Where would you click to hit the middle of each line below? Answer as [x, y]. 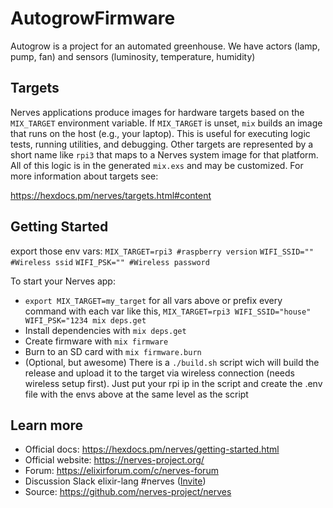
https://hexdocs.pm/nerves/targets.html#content [111, 195]
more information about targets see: [84, 176]
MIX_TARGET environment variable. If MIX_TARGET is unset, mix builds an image [166, 123]
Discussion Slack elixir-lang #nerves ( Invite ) [115, 481]
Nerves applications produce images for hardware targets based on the [157, 112]
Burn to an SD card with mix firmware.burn [113, 351]
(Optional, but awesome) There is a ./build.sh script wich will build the [172, 362]
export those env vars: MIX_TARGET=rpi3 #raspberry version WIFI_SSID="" [162, 251]
